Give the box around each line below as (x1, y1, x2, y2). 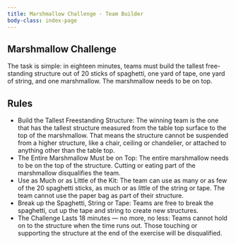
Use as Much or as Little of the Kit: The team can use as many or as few (17, 176, 228, 185)
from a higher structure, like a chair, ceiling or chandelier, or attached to (17, 139, 227, 147)
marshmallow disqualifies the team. (17, 169, 122, 178)
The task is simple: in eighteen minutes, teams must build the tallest (7, 62, 205, 71)
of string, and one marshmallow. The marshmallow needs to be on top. (7, 77, 213, 86)
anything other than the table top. (17, 146, 115, 155)
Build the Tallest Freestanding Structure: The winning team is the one (17, 116, 219, 124)
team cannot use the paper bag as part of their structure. (17, 192, 184, 200)
